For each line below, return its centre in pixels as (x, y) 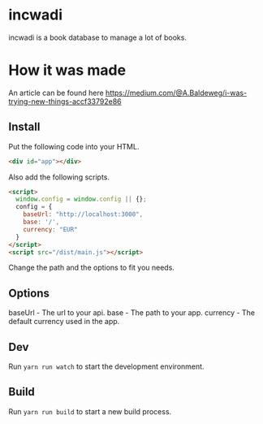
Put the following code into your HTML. (74, 146)
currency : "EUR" (51, 229)
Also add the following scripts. (59, 177)
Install (24, 127)
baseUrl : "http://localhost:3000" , (83, 214)
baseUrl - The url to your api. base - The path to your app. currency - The (132, 313)
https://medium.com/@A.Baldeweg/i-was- (176, 93)
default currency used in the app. (64, 322)
